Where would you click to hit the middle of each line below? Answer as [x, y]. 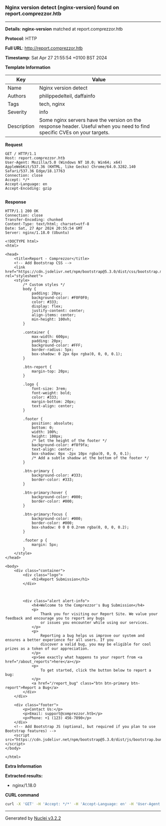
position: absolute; [53, 423]
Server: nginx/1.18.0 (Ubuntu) [37, 233]
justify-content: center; [58, 311]
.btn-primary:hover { [45, 493]
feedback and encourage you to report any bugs [55, 619]
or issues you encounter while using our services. [95, 623]
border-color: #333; [53, 480]
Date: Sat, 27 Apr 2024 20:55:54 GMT [44, 229]
